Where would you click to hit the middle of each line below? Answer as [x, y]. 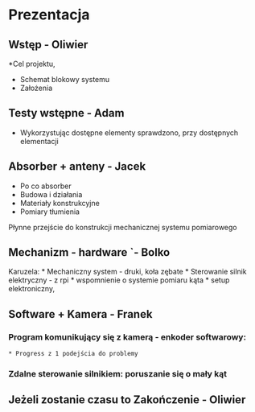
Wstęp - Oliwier [48, 45]
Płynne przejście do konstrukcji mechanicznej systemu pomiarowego [123, 227]
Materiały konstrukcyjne [60, 203]
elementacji [39, 141]
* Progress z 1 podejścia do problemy [73, 354]
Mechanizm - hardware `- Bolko [89, 252]
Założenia [36, 88]
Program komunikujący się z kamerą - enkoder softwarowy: [127, 337]
